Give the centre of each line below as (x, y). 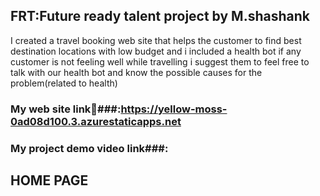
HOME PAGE (49, 180)
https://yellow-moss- (174, 109)
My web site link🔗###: (66, 109)
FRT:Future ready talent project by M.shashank (160, 16)
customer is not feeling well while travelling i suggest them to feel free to (160, 61)
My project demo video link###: (89, 148)
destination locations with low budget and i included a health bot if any (156, 51)
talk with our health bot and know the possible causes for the (136, 72)
